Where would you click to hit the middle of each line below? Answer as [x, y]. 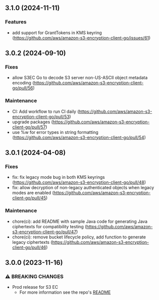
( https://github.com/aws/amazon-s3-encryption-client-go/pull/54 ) [79, 137]
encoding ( [23, 83]
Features [16, 22]
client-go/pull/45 [29, 198]
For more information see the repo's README [65, 292]
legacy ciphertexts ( [32, 242]
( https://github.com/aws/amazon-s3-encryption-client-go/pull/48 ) [79, 182]
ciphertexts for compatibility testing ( [49, 226]
